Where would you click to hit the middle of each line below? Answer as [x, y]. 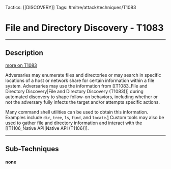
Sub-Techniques [32, 149]
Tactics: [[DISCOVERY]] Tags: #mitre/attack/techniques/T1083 [71, 7]
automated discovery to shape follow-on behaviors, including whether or [82, 97]
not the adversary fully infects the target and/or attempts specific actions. [83, 102]
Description [24, 53]
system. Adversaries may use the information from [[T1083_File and [76, 86]
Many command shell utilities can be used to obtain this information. [77, 112]
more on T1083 [21, 65]
